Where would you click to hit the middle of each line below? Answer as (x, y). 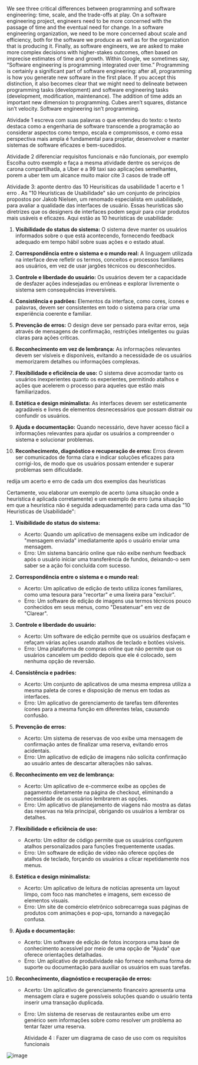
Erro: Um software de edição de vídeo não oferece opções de (99, 853)
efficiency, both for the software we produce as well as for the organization (98, 40)
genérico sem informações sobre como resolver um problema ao (103, 1020)
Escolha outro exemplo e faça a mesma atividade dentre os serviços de (93, 163)
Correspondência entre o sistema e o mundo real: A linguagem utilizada (104, 253)
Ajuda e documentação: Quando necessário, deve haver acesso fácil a (102, 427)
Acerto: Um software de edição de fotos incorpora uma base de (101, 942)
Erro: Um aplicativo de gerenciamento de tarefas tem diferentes (101, 703)
